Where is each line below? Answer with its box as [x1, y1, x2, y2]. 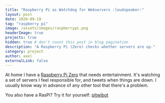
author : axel [5, 53, 32, 59]
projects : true [5, 35, 37, 40]
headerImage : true [5, 30, 43, 35]
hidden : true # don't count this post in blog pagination [5, 40, 128, 45]
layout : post [5, 12, 32, 17]
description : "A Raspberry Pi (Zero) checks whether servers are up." [5, 44, 155, 49]
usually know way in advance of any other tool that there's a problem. [5, 83, 149, 89]
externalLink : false [5, 58, 48, 63]
